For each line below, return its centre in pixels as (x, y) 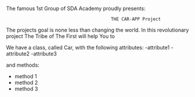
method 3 (26, 89)
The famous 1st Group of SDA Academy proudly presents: (76, 8)
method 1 (25, 76)
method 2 (26, 82)
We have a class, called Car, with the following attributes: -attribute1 (88, 47)
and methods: (23, 65)
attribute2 (18, 54)
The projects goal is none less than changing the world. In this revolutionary (97, 30)
